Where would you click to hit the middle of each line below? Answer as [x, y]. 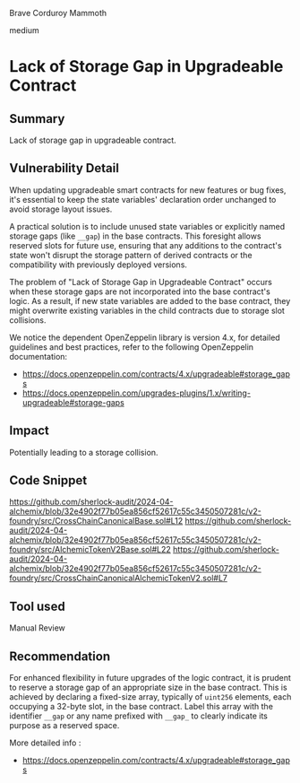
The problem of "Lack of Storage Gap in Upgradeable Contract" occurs [141, 282]
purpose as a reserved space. [64, 726]
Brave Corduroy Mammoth [58, 13]
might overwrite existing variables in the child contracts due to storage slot [147, 310]
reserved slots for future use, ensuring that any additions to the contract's [146, 245]
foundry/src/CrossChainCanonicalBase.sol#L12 [96, 521]
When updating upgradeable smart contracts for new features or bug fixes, [148, 190]
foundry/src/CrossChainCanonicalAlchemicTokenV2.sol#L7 [119, 579]
